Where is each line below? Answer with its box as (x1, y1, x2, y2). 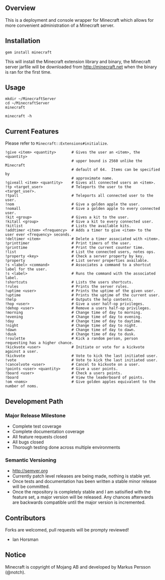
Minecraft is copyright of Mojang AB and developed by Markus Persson (5, 564, 151, 570)
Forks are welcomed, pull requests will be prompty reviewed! (5, 527, 129, 533)
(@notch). (5, 569, 26, 575)
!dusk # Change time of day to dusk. (5, 332, 136, 337)
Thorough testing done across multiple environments (12, 444, 121, 450)
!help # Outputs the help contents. (5, 297, 134, 302)
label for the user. (5, 267, 48, 272)
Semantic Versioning (5, 456, 57, 463)
